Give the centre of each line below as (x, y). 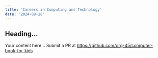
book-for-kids (19, 51)
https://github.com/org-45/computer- (115, 46)
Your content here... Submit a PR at (40, 46)
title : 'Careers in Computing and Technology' (53, 10)
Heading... (22, 34)
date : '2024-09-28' (25, 14)
